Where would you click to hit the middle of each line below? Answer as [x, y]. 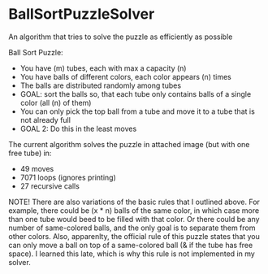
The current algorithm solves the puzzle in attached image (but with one [129, 144]
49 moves [37, 168]
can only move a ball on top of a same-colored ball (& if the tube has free [131, 245]
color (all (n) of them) [56, 102]
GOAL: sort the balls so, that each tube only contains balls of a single [136, 94]
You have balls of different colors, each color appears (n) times [125, 76]
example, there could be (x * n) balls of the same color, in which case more [134, 210]
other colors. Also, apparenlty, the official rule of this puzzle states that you [134, 236]
